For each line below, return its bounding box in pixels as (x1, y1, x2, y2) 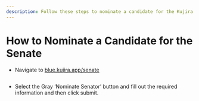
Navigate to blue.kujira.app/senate (14, 66, 99, 73)
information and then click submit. (14, 89, 99, 96)
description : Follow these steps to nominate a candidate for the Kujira (6, 8, 194, 15)
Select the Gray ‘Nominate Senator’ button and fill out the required (14, 83, 178, 90)
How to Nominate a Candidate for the (6, 34, 193, 47)
